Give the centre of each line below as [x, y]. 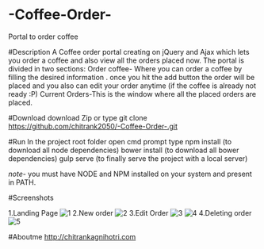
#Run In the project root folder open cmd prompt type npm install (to [120, 141]
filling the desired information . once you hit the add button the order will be [132, 77]
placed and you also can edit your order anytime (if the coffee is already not [132, 86]
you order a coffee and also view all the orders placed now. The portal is [126, 60]
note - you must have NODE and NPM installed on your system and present [130, 174]
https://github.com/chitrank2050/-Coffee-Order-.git [93, 126]
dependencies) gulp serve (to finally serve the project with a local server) [128, 158]
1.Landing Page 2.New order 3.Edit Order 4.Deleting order [130, 213]
